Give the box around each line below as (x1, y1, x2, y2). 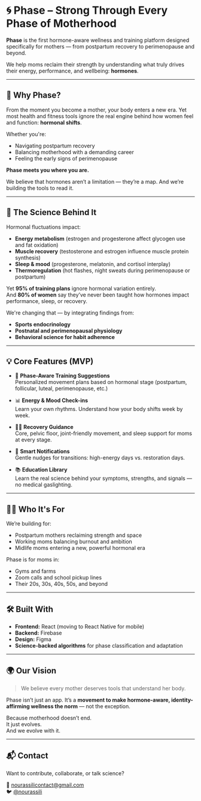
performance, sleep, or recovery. (6, 297, 88, 304)
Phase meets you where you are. (6, 166, 90, 174)
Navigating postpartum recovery (14, 142, 95, 149)
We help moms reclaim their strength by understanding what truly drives (6, 61, 184, 68)
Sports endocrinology (14, 321, 71, 328)
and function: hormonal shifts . (6, 119, 82, 126)
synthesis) (14, 254, 41, 261)
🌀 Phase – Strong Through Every (6, 4, 168, 17)
